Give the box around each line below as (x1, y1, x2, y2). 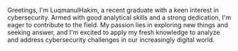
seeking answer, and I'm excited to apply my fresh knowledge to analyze (7, 28, 220, 36)
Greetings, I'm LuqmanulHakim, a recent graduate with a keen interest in (7, 6, 219, 14)
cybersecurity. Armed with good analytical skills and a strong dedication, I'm (7, 13, 232, 22)
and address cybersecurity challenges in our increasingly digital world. (7, 36, 215, 44)
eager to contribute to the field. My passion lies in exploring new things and (7, 21, 229, 29)
